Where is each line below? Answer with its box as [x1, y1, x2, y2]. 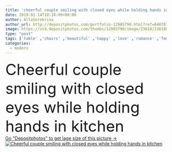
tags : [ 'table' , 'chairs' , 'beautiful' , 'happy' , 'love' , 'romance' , [5, 36, 159, 41]
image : [5, 27, 19, 32]
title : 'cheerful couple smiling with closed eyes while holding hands [5, 7, 161, 13]
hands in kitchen [5, 116, 124, 136]
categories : [5, 41, 31, 46]
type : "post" [5, 31, 33, 36]
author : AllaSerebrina [5, 17, 54, 22]
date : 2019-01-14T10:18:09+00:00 [5, 12, 77, 17]
